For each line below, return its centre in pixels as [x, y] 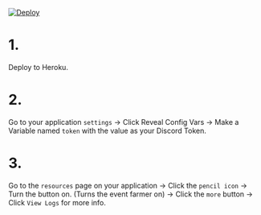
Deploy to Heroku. [38, 67]
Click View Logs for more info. [57, 202]
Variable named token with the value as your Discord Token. [108, 130]
